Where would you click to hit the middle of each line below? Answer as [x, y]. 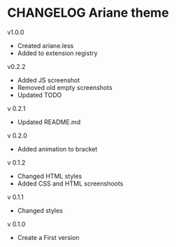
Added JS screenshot [49, 80]
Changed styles [40, 210]
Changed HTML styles [50, 176]
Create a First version [48, 237]
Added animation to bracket [57, 149]
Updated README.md [49, 122]
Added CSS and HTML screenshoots [70, 184]
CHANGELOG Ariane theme [88, 13]
